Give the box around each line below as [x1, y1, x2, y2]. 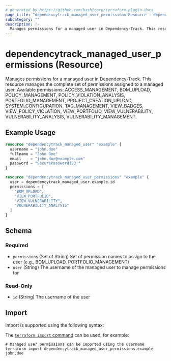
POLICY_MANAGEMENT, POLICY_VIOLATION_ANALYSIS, [5, 92, 126, 98]
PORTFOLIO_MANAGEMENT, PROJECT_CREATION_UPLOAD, [5, 98, 133, 104]
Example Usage [5, 128, 56, 137]
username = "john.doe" [10, 146, 58, 152]
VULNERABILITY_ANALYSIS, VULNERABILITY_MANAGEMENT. [5, 114, 137, 120]
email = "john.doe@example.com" [10, 156, 85, 161]
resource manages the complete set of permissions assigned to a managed [5, 81, 164, 87]
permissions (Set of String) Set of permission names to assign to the [12, 253, 156, 259]
